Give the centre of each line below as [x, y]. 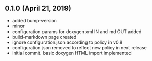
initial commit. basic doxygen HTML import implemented [72, 53]
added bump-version [35, 20]
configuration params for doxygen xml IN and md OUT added [77, 31]
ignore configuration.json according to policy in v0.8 [67, 42]
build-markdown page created [44, 37]
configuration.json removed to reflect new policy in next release [79, 47]
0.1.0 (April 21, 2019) [38, 8]
